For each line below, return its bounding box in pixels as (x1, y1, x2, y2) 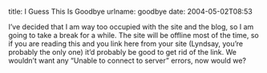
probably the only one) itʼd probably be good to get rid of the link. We (8, 48, 237, 56)
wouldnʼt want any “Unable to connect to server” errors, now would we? (8, 56, 247, 65)
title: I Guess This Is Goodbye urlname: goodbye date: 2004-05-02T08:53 (8, 7, 253, 16)
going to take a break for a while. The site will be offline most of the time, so (8, 31, 259, 40)
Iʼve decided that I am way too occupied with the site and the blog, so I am (8, 22, 254, 31)
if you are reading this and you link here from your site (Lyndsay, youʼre (8, 39, 244, 48)
